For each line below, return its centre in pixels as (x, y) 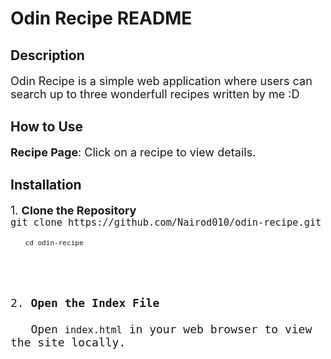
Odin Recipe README (101, 18)
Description (47, 55)
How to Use (47, 126)
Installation (46, 185)
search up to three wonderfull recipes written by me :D (155, 94)
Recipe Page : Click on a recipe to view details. (133, 152)
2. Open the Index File (85, 303)
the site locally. (68, 342)
